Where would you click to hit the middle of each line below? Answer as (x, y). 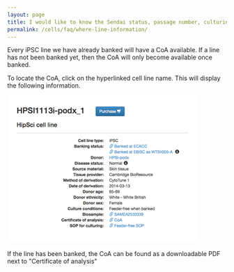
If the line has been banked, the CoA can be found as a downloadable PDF (114, 254)
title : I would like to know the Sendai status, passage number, (104, 22)
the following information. (44, 86)
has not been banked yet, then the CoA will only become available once (110, 57)
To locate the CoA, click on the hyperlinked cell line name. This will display (114, 78)
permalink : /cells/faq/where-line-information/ (78, 29)
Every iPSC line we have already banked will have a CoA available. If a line (114, 50)
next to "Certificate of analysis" (52, 262)
